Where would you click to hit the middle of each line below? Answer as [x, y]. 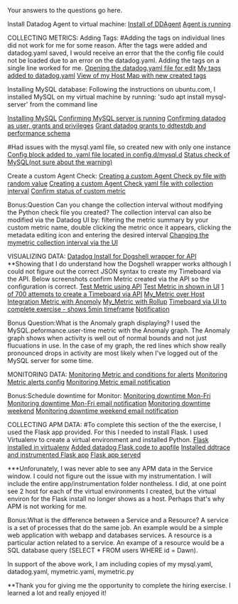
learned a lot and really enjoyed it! [57, 593]
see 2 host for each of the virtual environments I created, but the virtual [112, 491]
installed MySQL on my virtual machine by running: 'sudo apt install [106, 97]
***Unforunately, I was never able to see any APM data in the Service [110, 469]
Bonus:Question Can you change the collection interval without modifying [115, 205]
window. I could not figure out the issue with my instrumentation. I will [109, 476]
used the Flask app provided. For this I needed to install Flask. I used [108, 432]
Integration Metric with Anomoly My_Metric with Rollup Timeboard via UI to [117, 302]
